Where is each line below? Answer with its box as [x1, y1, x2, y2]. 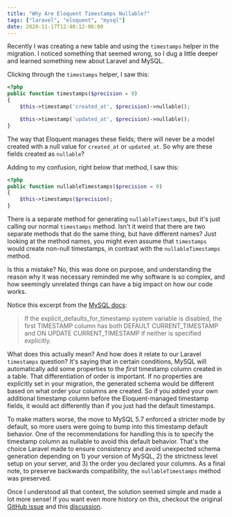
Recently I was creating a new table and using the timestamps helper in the [7, 42, 220, 51]
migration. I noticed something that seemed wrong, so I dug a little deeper [7, 49, 218, 58]
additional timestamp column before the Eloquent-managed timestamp [7, 394, 209, 402]
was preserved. [7, 474, 52, 482]
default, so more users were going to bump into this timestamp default [7, 422, 208, 431]
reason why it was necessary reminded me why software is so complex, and [7, 272, 225, 281]
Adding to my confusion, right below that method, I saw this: [7, 163, 179, 171]
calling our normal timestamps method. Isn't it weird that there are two [7, 222, 206, 230]
